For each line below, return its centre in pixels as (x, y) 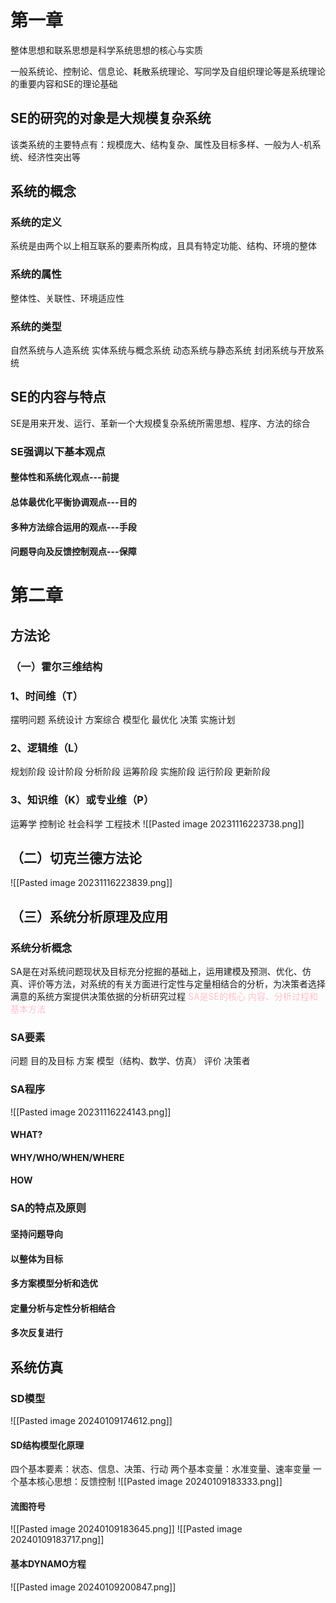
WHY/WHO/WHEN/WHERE (67, 1157)
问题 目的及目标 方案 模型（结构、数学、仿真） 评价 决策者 (130, 1061)
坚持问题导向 (36, 1233)
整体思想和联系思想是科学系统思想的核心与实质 (106, 50)
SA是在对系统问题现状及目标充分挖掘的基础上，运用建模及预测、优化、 (156, 972)
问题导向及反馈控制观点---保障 (73, 552)
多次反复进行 (36, 1333)
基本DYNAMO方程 (48, 1563)
